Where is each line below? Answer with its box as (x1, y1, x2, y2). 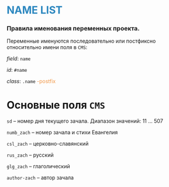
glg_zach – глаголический (6, 163, 70, 170)
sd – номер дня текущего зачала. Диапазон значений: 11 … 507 (6, 117, 163, 124)
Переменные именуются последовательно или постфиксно (6, 37, 156, 44)
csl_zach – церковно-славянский (6, 140, 89, 147)
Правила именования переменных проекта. (6, 25, 140, 33)
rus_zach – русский (6, 151, 54, 158)
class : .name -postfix (6, 78, 56, 85)
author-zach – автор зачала (6, 174, 74, 181)
